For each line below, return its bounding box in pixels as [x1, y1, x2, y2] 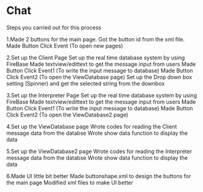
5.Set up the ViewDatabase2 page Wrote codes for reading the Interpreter [6, 148, 192, 155]
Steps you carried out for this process [6, 24, 102, 31]
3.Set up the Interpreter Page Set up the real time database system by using [6, 91, 197, 99]
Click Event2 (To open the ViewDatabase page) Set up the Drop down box [6, 73, 193, 80]
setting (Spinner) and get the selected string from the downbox [6, 80, 165, 87]
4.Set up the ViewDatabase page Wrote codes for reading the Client [6, 123, 177, 130]
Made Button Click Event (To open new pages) [6, 42, 123, 49]
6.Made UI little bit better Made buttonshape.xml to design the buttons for [6, 172, 191, 180]
